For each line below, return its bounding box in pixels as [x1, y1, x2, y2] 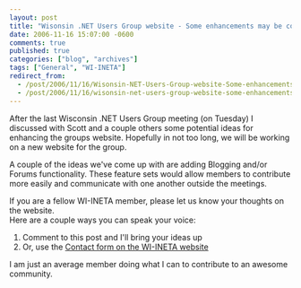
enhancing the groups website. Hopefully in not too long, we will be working [9, 132, 290, 143]
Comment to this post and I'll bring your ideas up [21, 231, 203, 242]
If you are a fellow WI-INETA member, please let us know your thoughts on [9, 195, 285, 206]
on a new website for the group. [9, 141, 127, 153]
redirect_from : [9, 72, 66, 81]
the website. [9, 205, 56, 215]
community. [9, 268, 53, 279]
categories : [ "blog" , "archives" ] [9, 55, 139, 64]
